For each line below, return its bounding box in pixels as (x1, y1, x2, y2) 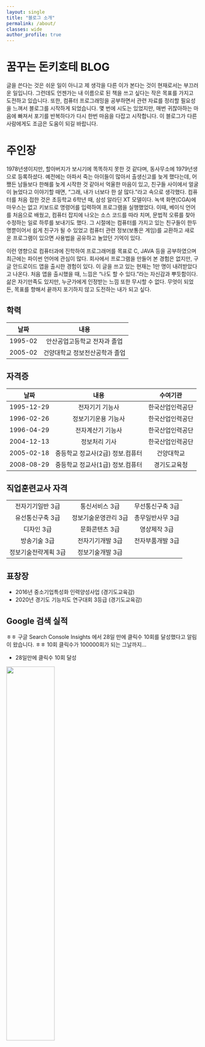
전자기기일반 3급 (15, 502, 61, 511)
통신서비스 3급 (80, 502, 121, 511)
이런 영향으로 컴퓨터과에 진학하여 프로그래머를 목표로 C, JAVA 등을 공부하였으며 (6, 247, 197, 255)
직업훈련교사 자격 (6, 483, 68, 494)
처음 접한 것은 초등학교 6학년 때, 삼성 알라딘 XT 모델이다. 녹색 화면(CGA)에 (17, 196, 196, 203)
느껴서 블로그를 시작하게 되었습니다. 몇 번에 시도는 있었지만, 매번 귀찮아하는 (12, 105, 193, 112)
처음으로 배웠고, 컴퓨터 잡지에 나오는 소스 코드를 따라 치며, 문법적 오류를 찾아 (12, 211, 196, 218)
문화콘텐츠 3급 (80, 525, 121, 534)
